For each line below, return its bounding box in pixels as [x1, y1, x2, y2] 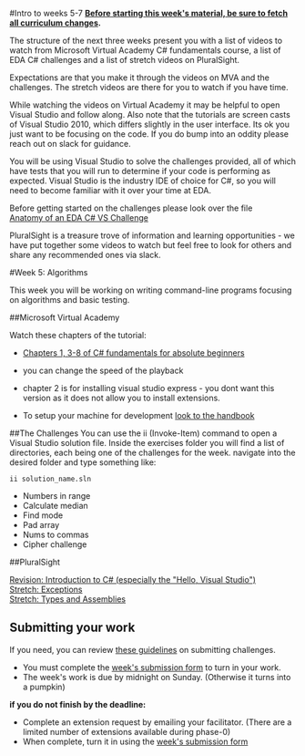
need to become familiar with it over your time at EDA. [9, 185, 212, 195]
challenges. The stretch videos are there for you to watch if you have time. [9, 82, 289, 92]
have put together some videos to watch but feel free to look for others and [9, 240, 292, 250]
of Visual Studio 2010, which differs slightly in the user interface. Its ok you [9, 119, 290, 129]
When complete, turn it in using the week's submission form [22, 736, 249, 747]
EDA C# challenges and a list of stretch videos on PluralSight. [9, 55, 239, 65]
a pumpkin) [22, 681, 66, 692]
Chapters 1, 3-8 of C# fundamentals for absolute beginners [22, 347, 245, 358]
